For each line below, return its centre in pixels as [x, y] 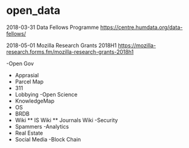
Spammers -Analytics [42, 126]
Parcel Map [29, 82]
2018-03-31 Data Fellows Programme [53, 27]
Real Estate [29, 133]
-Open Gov [20, 63]
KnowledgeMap [35, 101]
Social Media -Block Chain [48, 139]
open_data [33, 11]
